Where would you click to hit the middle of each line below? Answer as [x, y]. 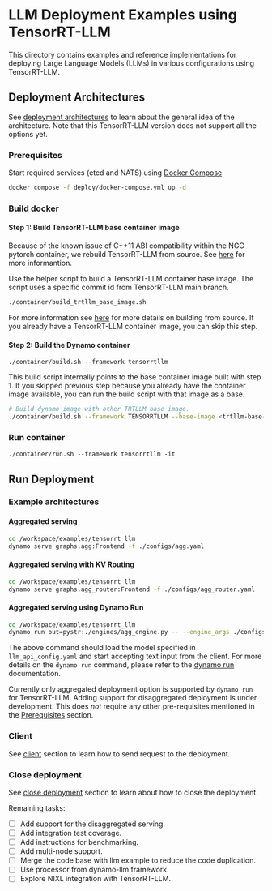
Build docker [34, 208]
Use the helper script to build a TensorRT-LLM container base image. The [131, 279]
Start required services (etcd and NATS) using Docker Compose [115, 173]
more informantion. [40, 263]
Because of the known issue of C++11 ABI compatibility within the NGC [127, 246]
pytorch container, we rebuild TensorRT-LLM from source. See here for [127, 255]
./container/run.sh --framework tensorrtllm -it [92, 454]
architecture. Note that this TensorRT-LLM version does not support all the [132, 125]
